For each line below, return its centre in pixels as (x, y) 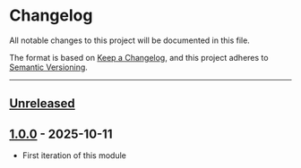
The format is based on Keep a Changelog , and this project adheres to (139, 57)
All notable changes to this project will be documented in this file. (130, 40)
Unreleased (43, 104)
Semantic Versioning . (48, 67)
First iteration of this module (74, 155)
